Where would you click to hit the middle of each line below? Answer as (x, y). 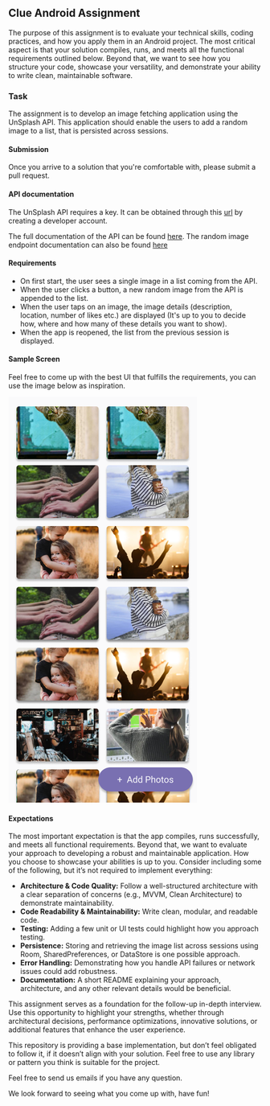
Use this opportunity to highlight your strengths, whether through (116, 1013)
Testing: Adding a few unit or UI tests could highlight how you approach (139, 929)
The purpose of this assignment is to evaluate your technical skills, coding (131, 32)
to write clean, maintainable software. (71, 75)
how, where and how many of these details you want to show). (123, 323)
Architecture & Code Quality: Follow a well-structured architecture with (139, 886)
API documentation (41, 194)
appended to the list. (54, 298)
